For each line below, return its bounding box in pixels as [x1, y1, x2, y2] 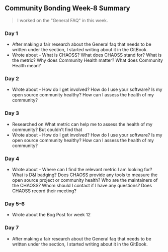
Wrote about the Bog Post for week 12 [12, 212, 91, 218]
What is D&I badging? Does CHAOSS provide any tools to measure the [12, 172, 158, 178]
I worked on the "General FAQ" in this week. [17, 17, 108, 23]
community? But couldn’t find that [12, 127, 82, 133]
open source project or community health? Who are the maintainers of [12, 177, 158, 183]
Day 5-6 [5, 200, 25, 207]
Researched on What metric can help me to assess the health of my [12, 121, 153, 127]
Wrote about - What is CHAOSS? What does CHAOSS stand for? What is [12, 52, 162, 58]
